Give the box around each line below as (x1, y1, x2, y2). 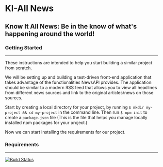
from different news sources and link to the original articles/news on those (5, 90, 154, 95)
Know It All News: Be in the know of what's (5, 22, 137, 30)
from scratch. (5, 65, 33, 71)
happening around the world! (5, 30, 95, 38)
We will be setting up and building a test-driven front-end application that (5, 74, 152, 80)
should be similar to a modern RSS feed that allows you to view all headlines (5, 84, 157, 90)
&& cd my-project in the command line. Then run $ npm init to (22, 109, 147, 115)
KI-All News (5, 3, 54, 14)
